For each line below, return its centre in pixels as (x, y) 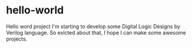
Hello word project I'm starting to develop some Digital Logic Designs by (93, 26)
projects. (17, 39)
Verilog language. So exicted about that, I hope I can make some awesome (96, 32)
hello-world (35, 10)
